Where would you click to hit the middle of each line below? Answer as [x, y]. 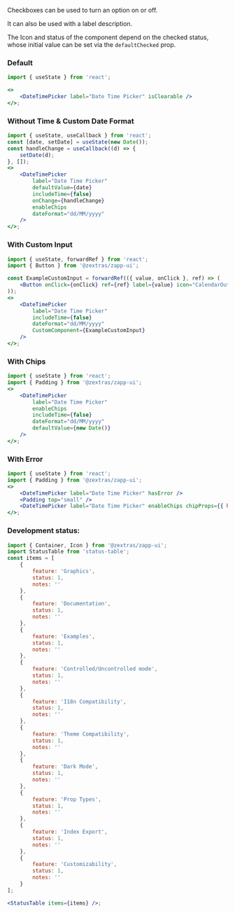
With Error [25, 459]
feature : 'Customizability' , [75, 865]
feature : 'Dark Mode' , [65, 767]
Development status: [44, 530]
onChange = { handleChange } [69, 200]
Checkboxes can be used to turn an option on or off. [83, 10]
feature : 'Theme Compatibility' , [81, 734]
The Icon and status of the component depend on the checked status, [108, 37]
